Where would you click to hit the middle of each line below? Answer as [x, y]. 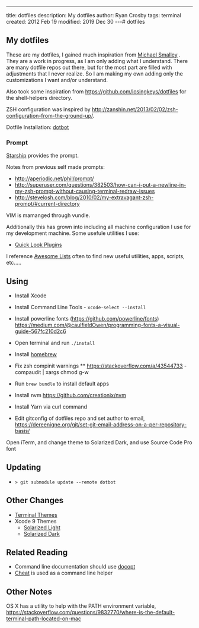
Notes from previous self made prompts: [56, 167]
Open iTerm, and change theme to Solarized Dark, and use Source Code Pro [99, 442]
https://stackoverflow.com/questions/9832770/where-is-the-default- [91, 613]
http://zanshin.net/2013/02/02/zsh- [135, 109]
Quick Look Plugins [38, 245]
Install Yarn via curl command [51, 406]
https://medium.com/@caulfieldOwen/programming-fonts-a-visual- [97, 325]
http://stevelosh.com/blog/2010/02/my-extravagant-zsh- [84, 197]
